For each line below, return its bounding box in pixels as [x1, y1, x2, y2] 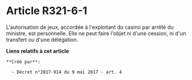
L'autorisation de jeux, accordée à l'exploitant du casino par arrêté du [6, 24, 174, 31]
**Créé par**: [6, 59, 41, 65]
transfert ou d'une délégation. [6, 36, 78, 43]
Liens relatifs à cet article [6, 47, 69, 54]
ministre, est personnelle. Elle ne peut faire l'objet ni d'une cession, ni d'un [6, 29, 186, 36]
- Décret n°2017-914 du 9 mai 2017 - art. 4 [11, 69, 122, 75]
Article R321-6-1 [6, 4, 87, 18]
